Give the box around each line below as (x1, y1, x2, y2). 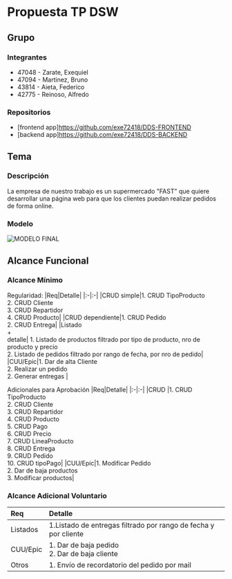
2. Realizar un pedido (7, 365, 68, 373)
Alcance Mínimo (7, 275, 64, 285)
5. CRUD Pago (7, 422, 48, 430)
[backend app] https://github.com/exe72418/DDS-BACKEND (17, 131, 188, 139)
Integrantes (7, 53, 47, 62)
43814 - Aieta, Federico (17, 82, 85, 91)
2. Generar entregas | (7, 371, 68, 380)
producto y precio (7, 342, 58, 351)
